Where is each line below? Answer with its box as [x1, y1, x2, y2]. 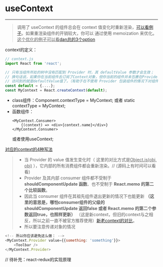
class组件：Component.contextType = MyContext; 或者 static [12, 97, 135, 103]
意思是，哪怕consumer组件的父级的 [33, 199, 105, 205]
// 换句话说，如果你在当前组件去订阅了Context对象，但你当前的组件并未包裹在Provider [5, 74, 160, 79]
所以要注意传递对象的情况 [24, 224, 76, 229]
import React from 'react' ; [5, 61, 62, 66]
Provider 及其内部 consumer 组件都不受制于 [24, 175, 112, 181]
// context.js [5, 57, 34, 61]
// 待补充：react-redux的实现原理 [5, 256, 71, 262]
